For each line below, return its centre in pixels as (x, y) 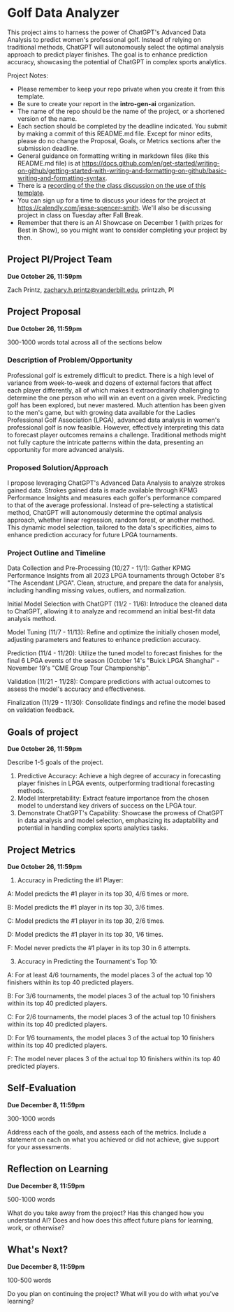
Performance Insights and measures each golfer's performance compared (114, 498)
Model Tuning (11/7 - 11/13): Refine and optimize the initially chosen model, (114, 632)
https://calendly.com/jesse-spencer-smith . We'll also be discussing (114, 207)
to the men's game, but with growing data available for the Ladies (101, 412)
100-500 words (29, 1280)
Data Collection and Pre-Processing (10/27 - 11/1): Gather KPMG (99, 568)
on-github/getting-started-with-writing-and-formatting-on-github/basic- (122, 170)
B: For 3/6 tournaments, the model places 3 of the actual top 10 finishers (111, 996)
